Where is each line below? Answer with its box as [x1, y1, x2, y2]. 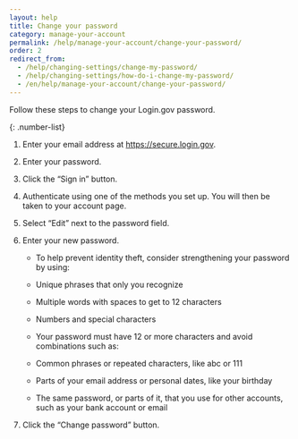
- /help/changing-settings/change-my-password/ [17, 63, 199, 72]
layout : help [9, 13, 58, 22]
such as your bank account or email [35, 401, 168, 412]
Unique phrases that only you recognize [35, 279, 183, 290]
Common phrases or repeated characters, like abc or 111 [35, 358, 243, 368]
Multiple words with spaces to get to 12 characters [35, 296, 222, 307]
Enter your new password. [21, 234, 119, 246]
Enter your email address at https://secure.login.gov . [21, 139, 217, 149]
